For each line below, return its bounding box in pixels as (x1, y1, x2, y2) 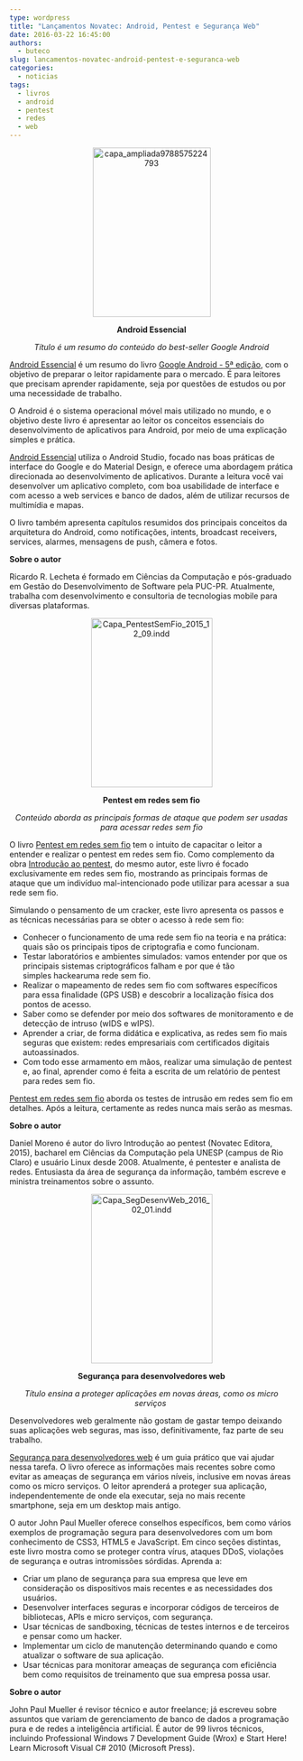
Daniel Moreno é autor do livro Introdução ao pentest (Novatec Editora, (9, 1138, 273, 1148)
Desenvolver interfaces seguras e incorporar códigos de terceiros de (22, 1602, 280, 1612)
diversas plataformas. (9, 600, 90, 610)
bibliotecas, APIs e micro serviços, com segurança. (22, 1612, 214, 1622)
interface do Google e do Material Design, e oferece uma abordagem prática (9, 461, 293, 472)
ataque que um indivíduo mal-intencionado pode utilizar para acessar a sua (9, 877, 290, 888)
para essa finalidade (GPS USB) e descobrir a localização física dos (22, 989, 274, 1000)
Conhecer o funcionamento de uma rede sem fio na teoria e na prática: (22, 931, 287, 942)
